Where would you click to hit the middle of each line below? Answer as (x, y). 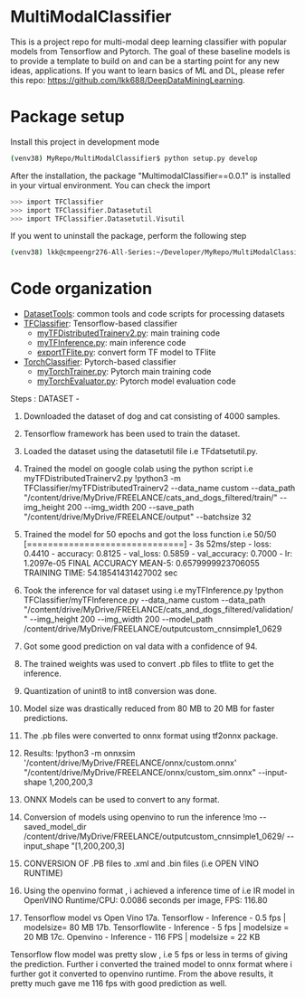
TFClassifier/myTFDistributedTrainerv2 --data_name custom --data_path (159, 488)
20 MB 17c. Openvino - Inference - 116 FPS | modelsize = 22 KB (142, 937)
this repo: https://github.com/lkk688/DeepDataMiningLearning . (128, 80)
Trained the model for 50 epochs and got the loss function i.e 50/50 (150, 535)
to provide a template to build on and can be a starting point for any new (145, 61)
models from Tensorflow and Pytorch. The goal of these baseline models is (150, 51)
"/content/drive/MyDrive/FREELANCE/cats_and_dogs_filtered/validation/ (158, 610)
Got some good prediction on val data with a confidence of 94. (140, 646)
